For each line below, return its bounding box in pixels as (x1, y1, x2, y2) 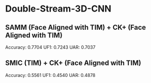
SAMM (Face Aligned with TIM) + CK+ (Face (5, 23, 146, 32)
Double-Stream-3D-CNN (5, 3, 112, 15)
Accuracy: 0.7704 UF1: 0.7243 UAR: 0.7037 (5, 44, 96, 50)
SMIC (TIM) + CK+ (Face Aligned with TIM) (5, 59, 141, 67)
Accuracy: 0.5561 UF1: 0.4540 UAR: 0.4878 (5, 72, 96, 78)
